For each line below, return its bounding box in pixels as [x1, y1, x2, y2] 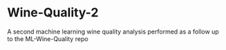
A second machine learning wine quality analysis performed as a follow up [7, 27, 219, 36]
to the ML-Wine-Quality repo [7, 34, 88, 42]
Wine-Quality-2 [7, 5, 99, 21]
